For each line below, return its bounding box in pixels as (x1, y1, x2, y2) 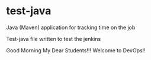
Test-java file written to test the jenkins (6, 35, 101, 42)
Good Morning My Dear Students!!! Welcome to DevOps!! (6, 46, 146, 54)
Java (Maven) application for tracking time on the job (6, 24, 136, 31)
